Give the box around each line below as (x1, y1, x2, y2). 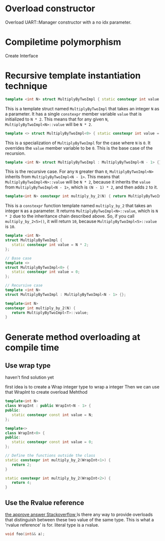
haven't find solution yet (5, 375, 54, 381)
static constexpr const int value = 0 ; (11, 440, 93, 445)
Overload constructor (5, 3, 95, 14)
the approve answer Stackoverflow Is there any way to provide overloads (5, 511, 153, 517)
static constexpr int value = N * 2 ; (11, 242, 89, 248)
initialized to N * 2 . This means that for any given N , (5, 116, 109, 122)
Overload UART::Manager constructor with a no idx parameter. (5, 19, 132, 25)
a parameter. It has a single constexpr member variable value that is (5, 111, 142, 117)
